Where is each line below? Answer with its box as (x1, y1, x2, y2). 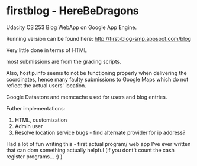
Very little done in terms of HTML (6, 46, 87, 54)
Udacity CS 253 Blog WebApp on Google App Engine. (6, 24, 137, 31)
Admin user (14, 122, 43, 129)
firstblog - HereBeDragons (6, 4, 139, 18)
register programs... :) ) (6, 152, 63, 160)
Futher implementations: (6, 105, 66, 112)
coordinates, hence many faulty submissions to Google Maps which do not (6, 76, 189, 83)
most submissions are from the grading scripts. (6, 58, 121, 65)
